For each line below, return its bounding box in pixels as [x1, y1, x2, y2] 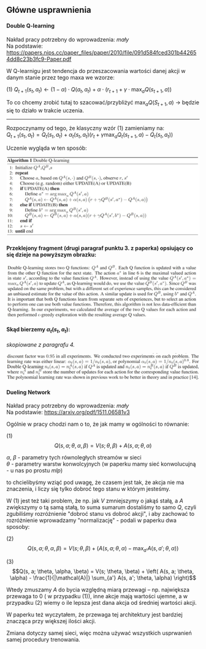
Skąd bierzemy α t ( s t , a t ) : [6, 326, 71, 335]
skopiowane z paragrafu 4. [6, 340, 75, 348]
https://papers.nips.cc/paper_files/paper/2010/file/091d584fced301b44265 [6, 48, 197, 56]
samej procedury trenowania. [6, 636, 81, 643]
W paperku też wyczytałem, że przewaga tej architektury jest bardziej [6, 611, 183, 618]
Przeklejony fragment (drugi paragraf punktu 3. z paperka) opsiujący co [6, 244, 193, 252]
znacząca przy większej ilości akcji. [6, 618, 96, 625]
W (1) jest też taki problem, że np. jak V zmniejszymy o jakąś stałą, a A [6, 497, 184, 505]
